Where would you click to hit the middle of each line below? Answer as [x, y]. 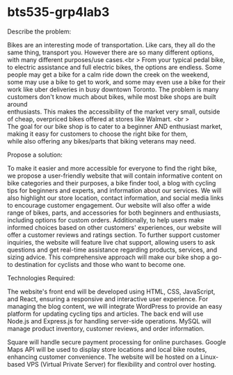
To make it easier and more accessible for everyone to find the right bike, [112, 168]
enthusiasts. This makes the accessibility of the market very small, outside [114, 112]
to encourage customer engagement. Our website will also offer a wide [109, 205]
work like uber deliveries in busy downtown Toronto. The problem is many [113, 89]
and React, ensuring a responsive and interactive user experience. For [108, 299]
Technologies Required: [41, 278]
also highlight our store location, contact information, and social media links [115, 198]
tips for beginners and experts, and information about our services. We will [114, 190]
